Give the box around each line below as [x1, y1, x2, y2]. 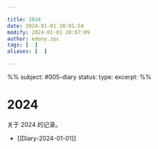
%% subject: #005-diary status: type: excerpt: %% [7, 73, 152, 81]
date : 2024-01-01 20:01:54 [7, 22, 84, 30]
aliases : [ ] [7, 48, 48, 55]
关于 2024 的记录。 [7, 120, 62, 128]
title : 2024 [7, 16, 41, 23]
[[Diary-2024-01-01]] [16, 134, 77, 142]
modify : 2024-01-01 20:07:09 [7, 29, 90, 36]
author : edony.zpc [7, 35, 60, 42]
